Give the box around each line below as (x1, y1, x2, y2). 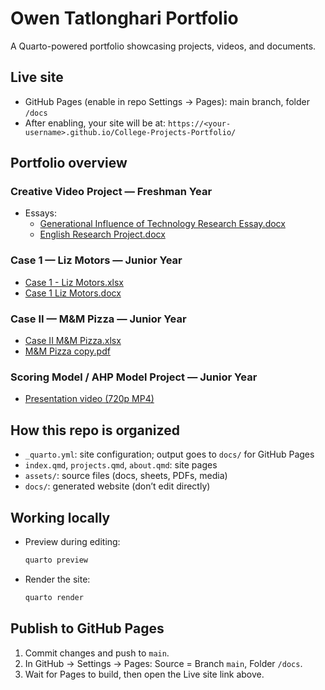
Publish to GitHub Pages (10, 620, 165, 637)
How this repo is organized (10, 422, 180, 439)
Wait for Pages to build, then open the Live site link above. (24, 668, 265, 680)
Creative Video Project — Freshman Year (10, 185, 213, 199)
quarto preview (24, 555, 89, 565)
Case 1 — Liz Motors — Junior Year (10, 253, 183, 267)
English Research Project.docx (39, 228, 166, 241)
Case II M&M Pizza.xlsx (24, 335, 122, 347)
